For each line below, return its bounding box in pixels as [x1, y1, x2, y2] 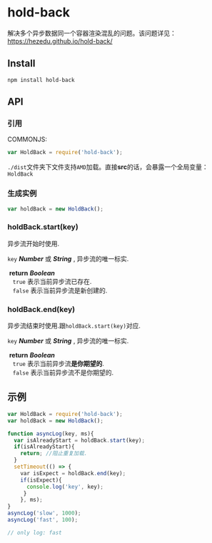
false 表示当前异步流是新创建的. [12, 286, 108, 295]
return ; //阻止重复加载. [20, 450, 88, 457]
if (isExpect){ [20, 476, 62, 484]
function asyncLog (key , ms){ [7, 430, 94, 437]
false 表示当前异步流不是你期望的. [12, 368, 114, 377]
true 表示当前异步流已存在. [12, 277, 92, 285]
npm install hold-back [7, 76, 75, 83]
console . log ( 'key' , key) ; [26, 483, 104, 490]
